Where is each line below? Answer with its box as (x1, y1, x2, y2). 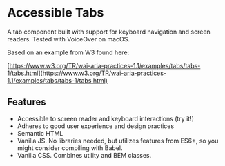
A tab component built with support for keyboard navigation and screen (7, 28, 211, 36)
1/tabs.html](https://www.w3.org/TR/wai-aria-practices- (7, 69, 167, 77)
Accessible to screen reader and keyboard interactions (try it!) (17, 114, 195, 123)
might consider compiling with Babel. (17, 143, 123, 152)
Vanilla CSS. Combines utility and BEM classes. (17, 151, 152, 159)
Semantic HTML (17, 129, 63, 137)
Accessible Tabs (7, 5, 104, 21)
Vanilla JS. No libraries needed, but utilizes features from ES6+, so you (17, 136, 219, 145)
